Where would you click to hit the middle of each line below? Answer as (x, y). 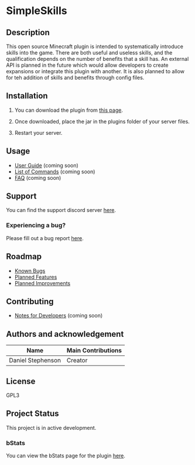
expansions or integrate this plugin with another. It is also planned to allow (95, 71)
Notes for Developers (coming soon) (59, 316)
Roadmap (24, 257)
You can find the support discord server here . (61, 210)
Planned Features (36, 277)
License (21, 381)
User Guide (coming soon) (47, 165)
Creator (77, 360)
